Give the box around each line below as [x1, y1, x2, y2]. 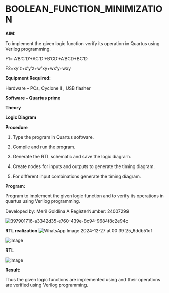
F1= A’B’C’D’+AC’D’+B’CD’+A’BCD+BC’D [5, 55, 88, 61]
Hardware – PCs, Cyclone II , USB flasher [5, 85, 91, 91]
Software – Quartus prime [5, 95, 61, 101]
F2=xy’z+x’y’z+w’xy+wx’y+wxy [5, 65, 71, 71]
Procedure [5, 124, 28, 130]
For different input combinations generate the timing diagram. [12, 173, 141, 179]
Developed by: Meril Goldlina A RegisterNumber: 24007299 [5, 208, 130, 214]
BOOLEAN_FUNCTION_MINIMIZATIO [5, 3, 163, 15]
